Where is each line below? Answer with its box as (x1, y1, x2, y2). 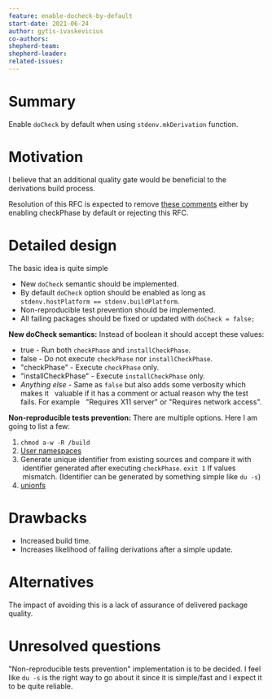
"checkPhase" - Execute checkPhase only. (20, 362, 160, 372)
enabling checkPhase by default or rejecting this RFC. (8, 208, 189, 217)
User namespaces (20, 445, 82, 456)
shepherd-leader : (8, 50, 68, 58)
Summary (8, 93, 76, 111)
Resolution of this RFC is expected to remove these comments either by (8, 199, 249, 208)
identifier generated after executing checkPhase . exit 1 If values (22, 463, 236, 473)
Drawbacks (8, 509, 87, 527)
